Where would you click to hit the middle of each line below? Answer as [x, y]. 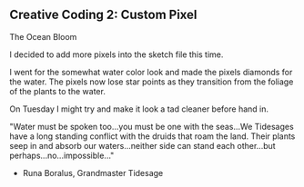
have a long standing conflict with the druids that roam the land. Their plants [152, 136]
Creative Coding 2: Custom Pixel [103, 15]
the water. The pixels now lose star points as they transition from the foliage [152, 82]
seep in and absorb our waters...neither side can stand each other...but [142, 145]
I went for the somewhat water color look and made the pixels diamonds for [151, 72]
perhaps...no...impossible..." [62, 155]
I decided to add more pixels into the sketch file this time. [117, 54]
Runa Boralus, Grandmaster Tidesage [93, 172]
